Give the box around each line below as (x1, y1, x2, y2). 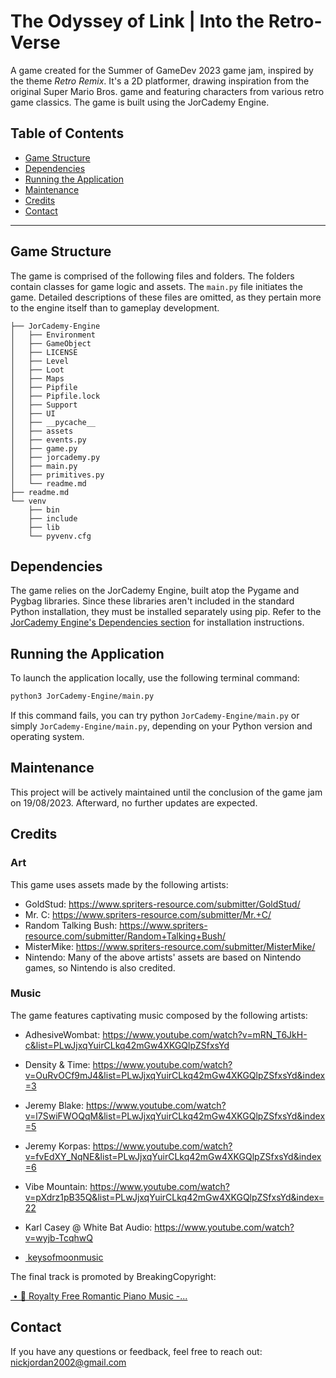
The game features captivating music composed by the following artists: (10, 1009, 308, 1021)
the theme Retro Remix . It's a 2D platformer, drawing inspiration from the (10, 75, 310, 87)
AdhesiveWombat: (24, 1028, 101, 1040)
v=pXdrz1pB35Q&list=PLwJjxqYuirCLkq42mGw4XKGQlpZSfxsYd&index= (24, 1191, 325, 1203)
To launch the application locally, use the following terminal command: (10, 672, 300, 684)
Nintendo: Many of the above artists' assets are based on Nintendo (24, 951, 302, 963)
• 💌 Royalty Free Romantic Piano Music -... (12, 1290, 188, 1302)
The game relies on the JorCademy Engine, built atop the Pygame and (10, 585, 300, 597)
